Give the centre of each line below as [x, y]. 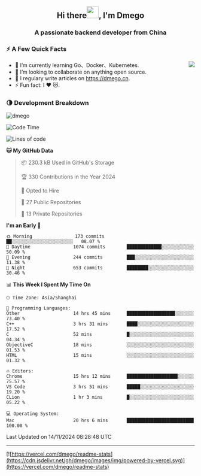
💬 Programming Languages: [38, 308]
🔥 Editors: [20, 371]
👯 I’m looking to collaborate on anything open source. [81, 72]
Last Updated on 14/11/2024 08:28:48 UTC [59, 436]
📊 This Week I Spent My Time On [48, 284]
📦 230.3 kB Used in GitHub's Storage [68, 162]
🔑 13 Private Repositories [51, 214]
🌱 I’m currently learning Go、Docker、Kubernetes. [77, 65]
